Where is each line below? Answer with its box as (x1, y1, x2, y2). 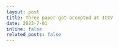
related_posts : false (6, 32, 62, 38)
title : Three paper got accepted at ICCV (6, 15, 114, 21)
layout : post (6, 9, 40, 15)
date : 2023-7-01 (6, 20, 48, 26)
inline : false (6, 26, 43, 32)
